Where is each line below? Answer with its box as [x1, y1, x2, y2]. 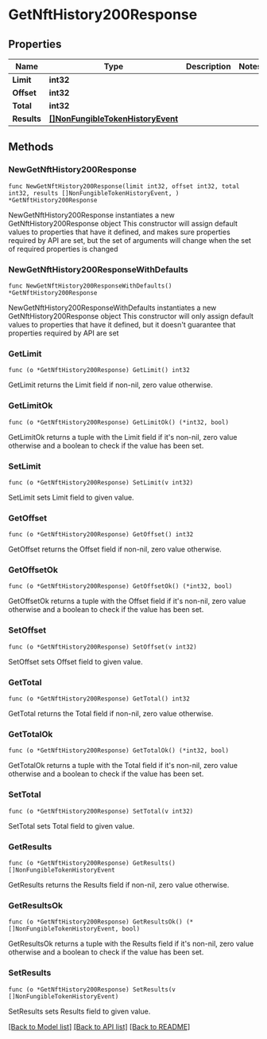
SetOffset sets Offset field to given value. [8, 657, 143, 666]
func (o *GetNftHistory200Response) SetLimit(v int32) [8, 478, 194, 487]
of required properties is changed [8, 244, 118, 253]
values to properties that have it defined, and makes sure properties [8, 227, 230, 237]
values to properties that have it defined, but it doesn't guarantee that [8, 320, 236, 329]
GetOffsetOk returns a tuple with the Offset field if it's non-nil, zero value [8, 596, 246, 606]
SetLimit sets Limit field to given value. [8, 492, 134, 502]
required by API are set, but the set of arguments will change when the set [8, 235, 252, 245]
